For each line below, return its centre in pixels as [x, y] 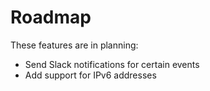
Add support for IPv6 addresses [90, 75]
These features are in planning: [74, 45]
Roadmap [51, 17]
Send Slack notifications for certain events [112, 64]
